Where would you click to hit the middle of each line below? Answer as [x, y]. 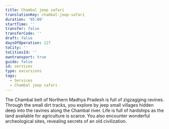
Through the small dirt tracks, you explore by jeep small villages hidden [79, 105]
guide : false [19, 62]
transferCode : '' [24, 33]
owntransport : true [26, 57]
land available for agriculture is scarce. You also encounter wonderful [78, 116]
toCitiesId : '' [21, 52]
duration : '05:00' [25, 19]
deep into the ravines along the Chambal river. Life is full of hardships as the [85, 110]
